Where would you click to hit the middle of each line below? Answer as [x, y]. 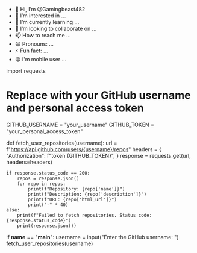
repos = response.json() [48, 178]
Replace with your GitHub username [98, 95]
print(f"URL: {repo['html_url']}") [73, 199]
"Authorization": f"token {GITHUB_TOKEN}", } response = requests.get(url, [98, 155]
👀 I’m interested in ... [40, 16]
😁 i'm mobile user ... [41, 59]
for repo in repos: [42, 184]
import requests [26, 71]
